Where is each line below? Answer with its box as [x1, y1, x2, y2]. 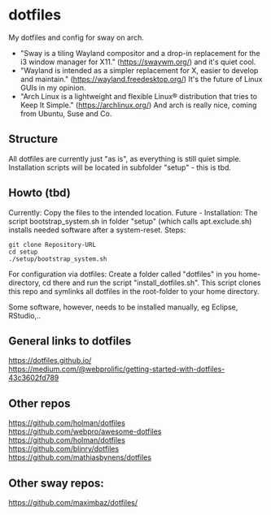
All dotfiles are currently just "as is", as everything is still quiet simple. [8, 154, 242, 163]
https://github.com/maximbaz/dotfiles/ [8, 498, 138, 507]
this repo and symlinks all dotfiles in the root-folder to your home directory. [8, 286, 260, 296]
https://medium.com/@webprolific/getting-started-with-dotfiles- [8, 364, 225, 374]
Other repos [8, 396, 71, 410]
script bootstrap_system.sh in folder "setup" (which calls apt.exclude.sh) [8, 216, 252, 226]
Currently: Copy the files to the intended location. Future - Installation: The [8, 207, 258, 217]
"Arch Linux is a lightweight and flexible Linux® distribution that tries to [20, 91, 258, 101]
